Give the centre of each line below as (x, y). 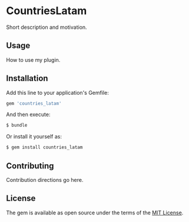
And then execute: (28, 115)
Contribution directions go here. (45, 180)
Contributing (30, 166)
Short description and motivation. (47, 27)
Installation (27, 79)
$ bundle (17, 125)
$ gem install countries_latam (44, 148)
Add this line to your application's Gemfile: (57, 92)
